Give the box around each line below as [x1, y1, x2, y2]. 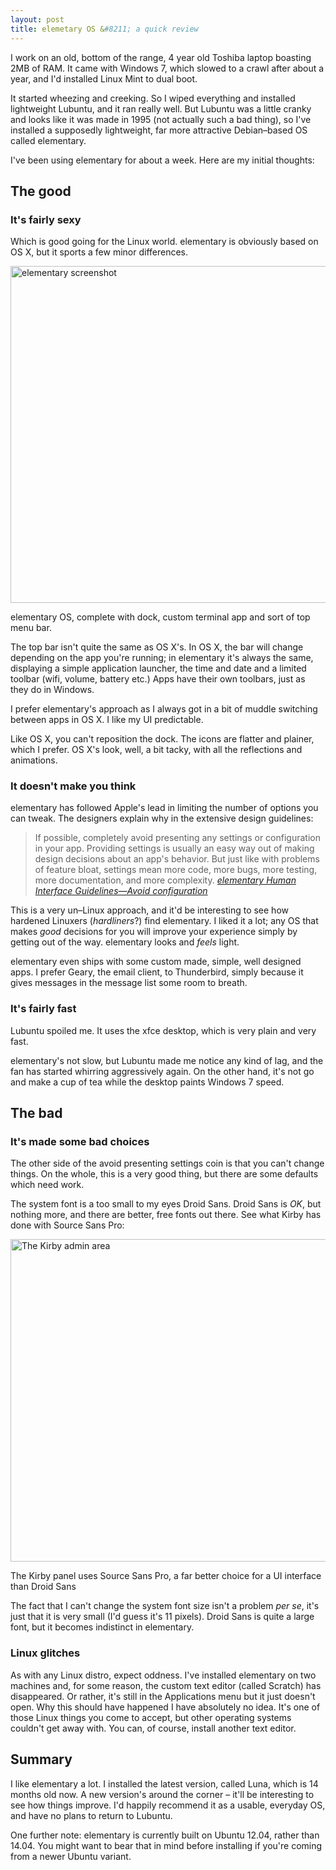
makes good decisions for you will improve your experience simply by [10, 926, 298, 938]
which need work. [10, 1179, 85, 1191]
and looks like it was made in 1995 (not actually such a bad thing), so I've [10, 113, 312, 125]
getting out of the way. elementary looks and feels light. [10, 936, 240, 948]
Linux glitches [10, 1646, 81, 1660]
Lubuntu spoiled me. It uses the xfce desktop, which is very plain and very [10, 1024, 317, 1036]
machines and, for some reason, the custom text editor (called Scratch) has [10, 1679, 322, 1691]
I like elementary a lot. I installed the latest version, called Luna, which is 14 [10, 1777, 319, 1790]
